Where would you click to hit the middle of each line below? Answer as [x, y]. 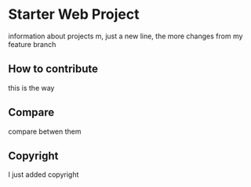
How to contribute [53, 69]
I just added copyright [44, 174]
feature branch [32, 44]
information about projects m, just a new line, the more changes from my [125, 36]
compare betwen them [45, 131]
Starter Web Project [74, 14]
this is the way [31, 88]
